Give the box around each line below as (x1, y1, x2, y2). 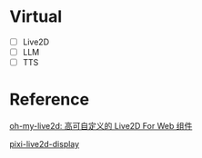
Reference (9, 89, 89, 110)
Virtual (9, 6, 62, 27)
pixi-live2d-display (9, 139, 80, 150)
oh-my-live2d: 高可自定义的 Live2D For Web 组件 (9, 121, 193, 132)
